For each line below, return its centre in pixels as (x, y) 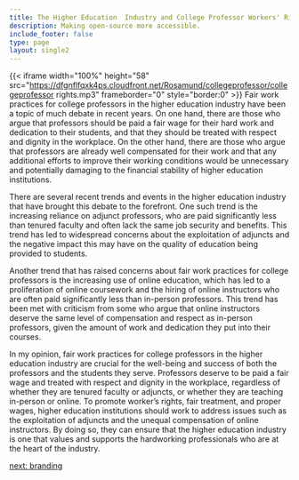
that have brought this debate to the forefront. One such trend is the (133, 206)
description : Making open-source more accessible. (105, 26)
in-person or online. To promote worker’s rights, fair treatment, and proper (145, 402)
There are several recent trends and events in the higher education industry (148, 197)
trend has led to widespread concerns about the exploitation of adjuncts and (149, 235)
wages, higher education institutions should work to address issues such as (148, 411)
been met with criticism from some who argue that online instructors (135, 308)
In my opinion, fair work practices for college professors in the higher (136, 354)
